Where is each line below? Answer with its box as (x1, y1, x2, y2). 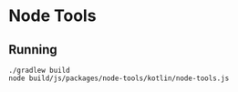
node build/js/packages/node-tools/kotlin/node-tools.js (8, 74, 230, 83)
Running (8, 42, 58, 57)
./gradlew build (8, 66, 70, 75)
